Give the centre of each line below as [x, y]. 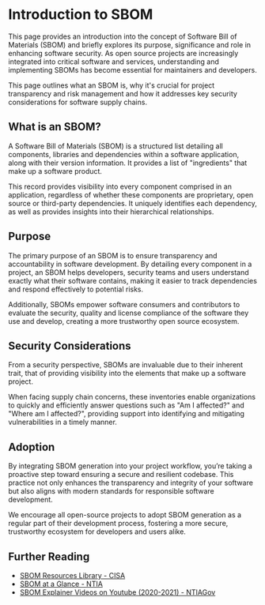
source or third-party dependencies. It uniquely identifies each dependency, [132, 203]
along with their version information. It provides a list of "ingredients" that [128, 163]
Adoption [32, 447]
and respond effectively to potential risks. [76, 289]
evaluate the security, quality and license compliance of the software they [129, 313]
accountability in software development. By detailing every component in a [130, 264]
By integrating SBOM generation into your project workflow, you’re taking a [131, 466]
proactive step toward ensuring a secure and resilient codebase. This [121, 475]
